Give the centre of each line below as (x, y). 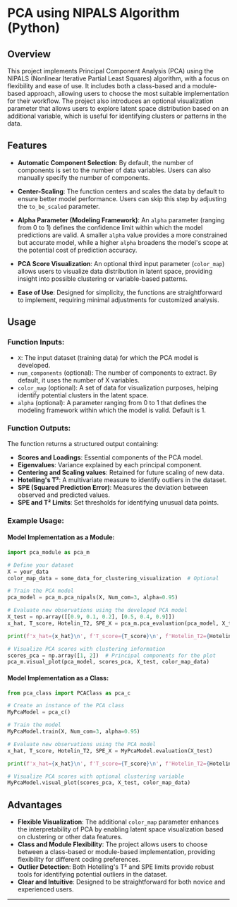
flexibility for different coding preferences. (79, 860)
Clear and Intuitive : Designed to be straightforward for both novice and (121, 882)
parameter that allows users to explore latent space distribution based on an (118, 108)
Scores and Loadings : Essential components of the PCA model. (110, 457)
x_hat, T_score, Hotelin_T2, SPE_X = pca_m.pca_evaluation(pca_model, (113, 623)
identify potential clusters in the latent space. (83, 395)
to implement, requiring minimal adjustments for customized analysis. (119, 300)
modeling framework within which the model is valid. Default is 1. (111, 410)
